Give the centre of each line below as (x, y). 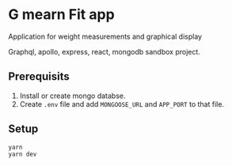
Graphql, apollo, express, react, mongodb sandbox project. (104, 51)
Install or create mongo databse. (72, 96)
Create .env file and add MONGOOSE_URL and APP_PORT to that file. (122, 104)
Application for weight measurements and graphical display (105, 36)
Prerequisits (39, 77)
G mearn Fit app (61, 15)
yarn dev (23, 154)
